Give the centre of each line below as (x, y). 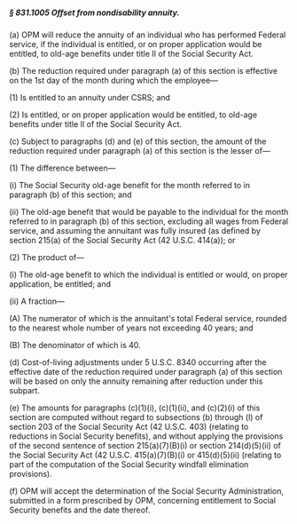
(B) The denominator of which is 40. (75, 345)
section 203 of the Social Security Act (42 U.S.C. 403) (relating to (129, 426)
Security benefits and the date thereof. (80, 510)
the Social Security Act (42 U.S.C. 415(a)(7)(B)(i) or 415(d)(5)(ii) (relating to (145, 455)
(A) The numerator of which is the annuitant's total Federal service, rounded (148, 318)
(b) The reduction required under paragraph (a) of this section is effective (143, 70)
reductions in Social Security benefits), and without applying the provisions (146, 436)
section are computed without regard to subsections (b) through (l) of (136, 417)
